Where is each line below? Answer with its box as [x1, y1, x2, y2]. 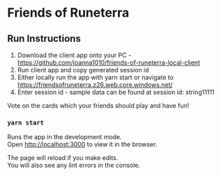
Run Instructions [7, 33, 82, 45]
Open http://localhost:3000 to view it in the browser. [7, 141, 158, 149]
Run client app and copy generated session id [17, 66, 149, 74]
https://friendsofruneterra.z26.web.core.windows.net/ [17, 81, 173, 88]
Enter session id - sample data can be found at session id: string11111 [17, 88, 215, 96]
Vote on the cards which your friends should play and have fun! [7, 102, 190, 109]
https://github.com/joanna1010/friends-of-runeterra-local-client [17, 58, 200, 67]
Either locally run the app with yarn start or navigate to [17, 73, 174, 81]
